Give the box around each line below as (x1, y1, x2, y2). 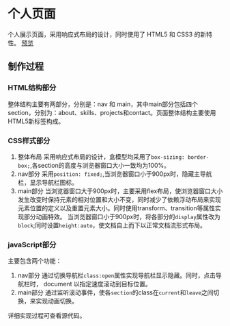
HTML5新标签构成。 (8, 117, 65, 125)
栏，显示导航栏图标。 (17, 178, 78, 186)
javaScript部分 (8, 240, 57, 249)
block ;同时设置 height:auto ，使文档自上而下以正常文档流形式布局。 (17, 221, 207, 229)
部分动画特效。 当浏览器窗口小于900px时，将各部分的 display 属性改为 (23, 212, 221, 221)
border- (187, 153, 210, 161)
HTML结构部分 (8, 83, 57, 92)
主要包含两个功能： (8, 257, 62, 265)
